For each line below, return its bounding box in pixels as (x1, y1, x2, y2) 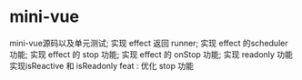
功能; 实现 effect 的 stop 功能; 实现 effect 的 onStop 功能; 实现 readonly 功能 (9, 48, 294, 60)
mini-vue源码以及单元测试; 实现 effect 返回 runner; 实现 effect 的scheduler (9, 37, 288, 48)
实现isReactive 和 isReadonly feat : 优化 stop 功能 (9, 60, 194, 71)
